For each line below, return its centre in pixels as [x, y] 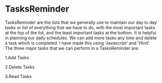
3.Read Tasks [19, 76]
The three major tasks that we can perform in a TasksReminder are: [72, 48]
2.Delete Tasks [20, 67]
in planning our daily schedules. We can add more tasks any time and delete [81, 38]
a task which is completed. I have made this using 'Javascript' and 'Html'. [78, 43]
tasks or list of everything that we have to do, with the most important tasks [80, 27]
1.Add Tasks [17, 57]
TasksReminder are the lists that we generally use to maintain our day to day [81, 22]
